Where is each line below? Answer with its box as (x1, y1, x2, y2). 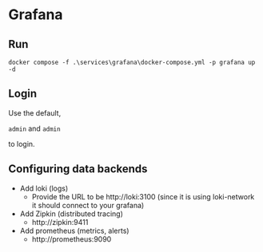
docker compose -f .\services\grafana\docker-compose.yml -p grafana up (8, 58, 256, 66)
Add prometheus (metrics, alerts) (19, 226, 130, 235)
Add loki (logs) (19, 183, 69, 193)
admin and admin (8, 124, 62, 133)
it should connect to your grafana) (31, 200, 145, 210)
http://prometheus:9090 (31, 234, 112, 244)
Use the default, (8, 108, 62, 117)
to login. (8, 139, 35, 148)
